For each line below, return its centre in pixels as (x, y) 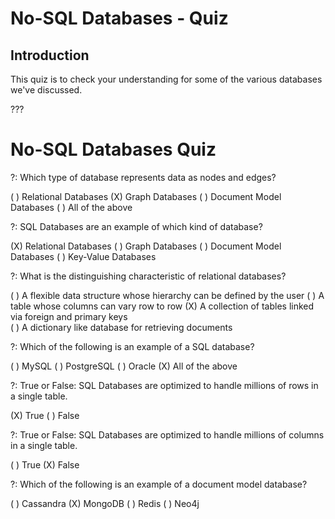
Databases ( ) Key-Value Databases (83, 256)
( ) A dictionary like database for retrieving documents (121, 327)
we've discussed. (46, 90)
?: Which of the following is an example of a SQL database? (132, 346)
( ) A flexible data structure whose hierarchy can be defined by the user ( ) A (167, 295)
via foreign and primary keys (69, 316)
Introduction (50, 55)
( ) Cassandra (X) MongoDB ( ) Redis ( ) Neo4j (105, 503)
